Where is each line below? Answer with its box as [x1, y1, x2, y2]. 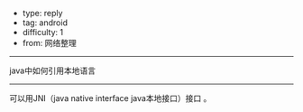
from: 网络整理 [22, 38, 77, 48]
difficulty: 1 [22, 27, 64, 37]
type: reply [22, 8, 63, 18]
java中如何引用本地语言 [9, 65, 96, 76]
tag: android [22, 17, 68, 28]
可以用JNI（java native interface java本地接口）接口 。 [9, 93, 212, 103]
